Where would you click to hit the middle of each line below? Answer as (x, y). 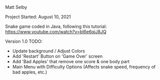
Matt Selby (16, 7)
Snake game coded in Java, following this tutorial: (56, 26)
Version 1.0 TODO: (24, 41)
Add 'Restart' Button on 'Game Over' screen (57, 56)
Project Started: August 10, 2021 (38, 17)
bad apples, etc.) (30, 72)
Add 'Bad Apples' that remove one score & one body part (71, 61)
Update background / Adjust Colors (49, 51)
